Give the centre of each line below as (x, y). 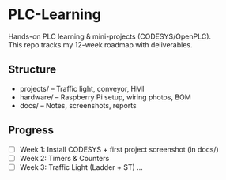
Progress (31, 131)
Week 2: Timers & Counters (64, 158)
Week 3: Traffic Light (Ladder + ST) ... (81, 167)
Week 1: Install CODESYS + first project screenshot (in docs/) (119, 149)
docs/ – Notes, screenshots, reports (78, 105)
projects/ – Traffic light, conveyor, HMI (82, 88)
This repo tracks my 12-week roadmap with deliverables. (100, 44)
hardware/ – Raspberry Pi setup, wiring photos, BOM (105, 97)
